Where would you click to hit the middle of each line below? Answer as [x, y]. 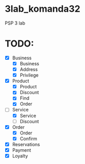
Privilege [29, 75]
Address [29, 69]
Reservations [26, 144]
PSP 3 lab [15, 23]
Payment [22, 150]
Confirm [28, 138]
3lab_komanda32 [42, 9]
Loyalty [20, 156]
